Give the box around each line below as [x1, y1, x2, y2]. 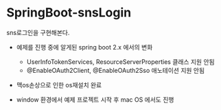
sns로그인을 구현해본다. [6, 28, 70, 36]
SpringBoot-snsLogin [6, 5, 132, 21]
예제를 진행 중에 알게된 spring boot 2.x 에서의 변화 [16, 43, 153, 51]
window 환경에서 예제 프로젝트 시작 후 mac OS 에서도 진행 [16, 95, 174, 104]
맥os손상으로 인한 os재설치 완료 [16, 80, 102, 89]
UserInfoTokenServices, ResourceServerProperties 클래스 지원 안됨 [26, 57, 215, 66]
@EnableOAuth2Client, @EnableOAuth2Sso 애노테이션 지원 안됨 [26, 66, 205, 74]
